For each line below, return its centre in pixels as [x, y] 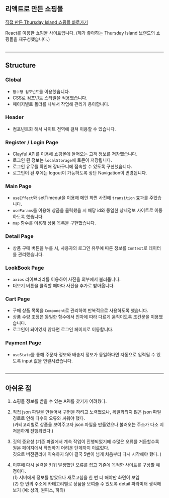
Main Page [18, 186]
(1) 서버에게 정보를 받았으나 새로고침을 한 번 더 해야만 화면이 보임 [76, 477]
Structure [21, 65]
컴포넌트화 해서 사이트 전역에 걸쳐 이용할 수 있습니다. [64, 129]
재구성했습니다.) [34, 39]
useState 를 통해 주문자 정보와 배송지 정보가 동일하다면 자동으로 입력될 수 [84, 354]
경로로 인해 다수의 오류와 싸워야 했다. [49, 418]
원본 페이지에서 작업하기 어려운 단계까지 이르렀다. [61, 448]
